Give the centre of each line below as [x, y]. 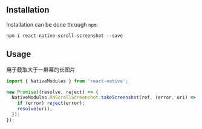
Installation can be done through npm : [52, 24]
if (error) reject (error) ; [51, 103]
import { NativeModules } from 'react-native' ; [67, 81]
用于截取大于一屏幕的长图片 [41, 70]
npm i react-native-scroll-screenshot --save [64, 36]
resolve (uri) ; [35, 109]
